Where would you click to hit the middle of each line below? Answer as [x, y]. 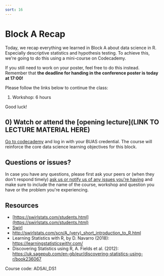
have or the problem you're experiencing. [47, 190]
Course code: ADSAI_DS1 [31, 268]
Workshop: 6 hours [32, 97]
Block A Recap [35, 34]
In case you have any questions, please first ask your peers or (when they [80, 174]
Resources [22, 205]
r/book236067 [27, 259]
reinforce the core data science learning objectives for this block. [71, 147]
